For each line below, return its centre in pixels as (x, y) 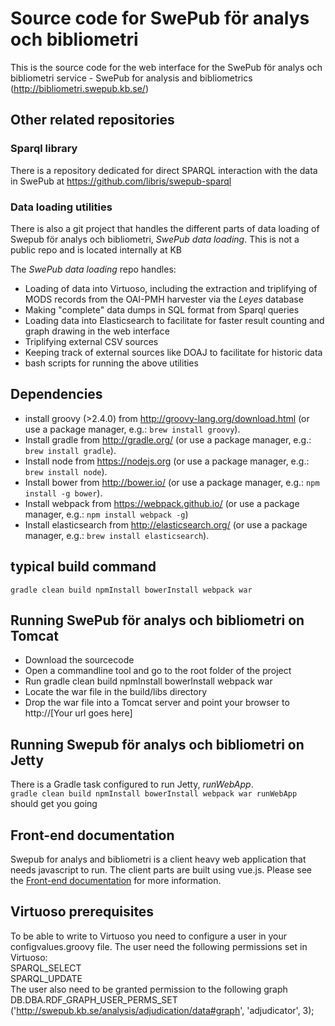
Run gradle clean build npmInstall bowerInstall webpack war (148, 681)
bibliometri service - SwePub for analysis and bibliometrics (131, 78)
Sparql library (44, 149)
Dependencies (56, 394)
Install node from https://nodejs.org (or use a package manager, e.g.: (167, 461)
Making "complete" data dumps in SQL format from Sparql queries (162, 309)
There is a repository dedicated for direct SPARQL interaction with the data (164, 170)
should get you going (54, 804)
